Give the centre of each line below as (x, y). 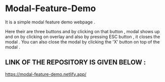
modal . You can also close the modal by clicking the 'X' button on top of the (82, 41)
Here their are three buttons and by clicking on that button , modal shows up (82, 31)
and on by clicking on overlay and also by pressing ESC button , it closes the (82, 37)
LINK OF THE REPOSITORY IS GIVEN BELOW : (76, 62)
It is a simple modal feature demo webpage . (50, 22)
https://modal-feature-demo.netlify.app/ (46, 74)
